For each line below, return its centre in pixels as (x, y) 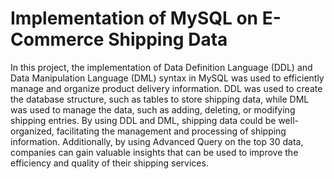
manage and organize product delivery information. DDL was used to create (166, 88)
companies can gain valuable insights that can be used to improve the (154, 152)
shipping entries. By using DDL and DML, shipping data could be (143, 120)
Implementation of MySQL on (134, 18)
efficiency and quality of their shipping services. (109, 163)
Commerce (57, 39)
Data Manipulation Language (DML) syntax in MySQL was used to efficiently (167, 78)
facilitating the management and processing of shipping (171, 131)
